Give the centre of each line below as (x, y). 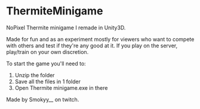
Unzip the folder (35, 75)
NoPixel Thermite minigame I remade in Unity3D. (66, 28)
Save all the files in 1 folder (47, 81)
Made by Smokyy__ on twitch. (43, 99)
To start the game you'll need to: (46, 63)
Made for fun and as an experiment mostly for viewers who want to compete (100, 39)
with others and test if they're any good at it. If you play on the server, (92, 46)
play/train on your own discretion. (47, 52)
